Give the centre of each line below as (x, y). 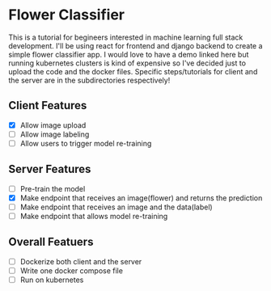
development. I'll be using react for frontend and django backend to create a (135, 45)
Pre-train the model (53, 188)
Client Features (48, 105)
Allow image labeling (55, 134)
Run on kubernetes (52, 280)
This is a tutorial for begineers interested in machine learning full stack (126, 37)
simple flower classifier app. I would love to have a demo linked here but (129, 54)
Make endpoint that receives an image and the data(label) (116, 207)
